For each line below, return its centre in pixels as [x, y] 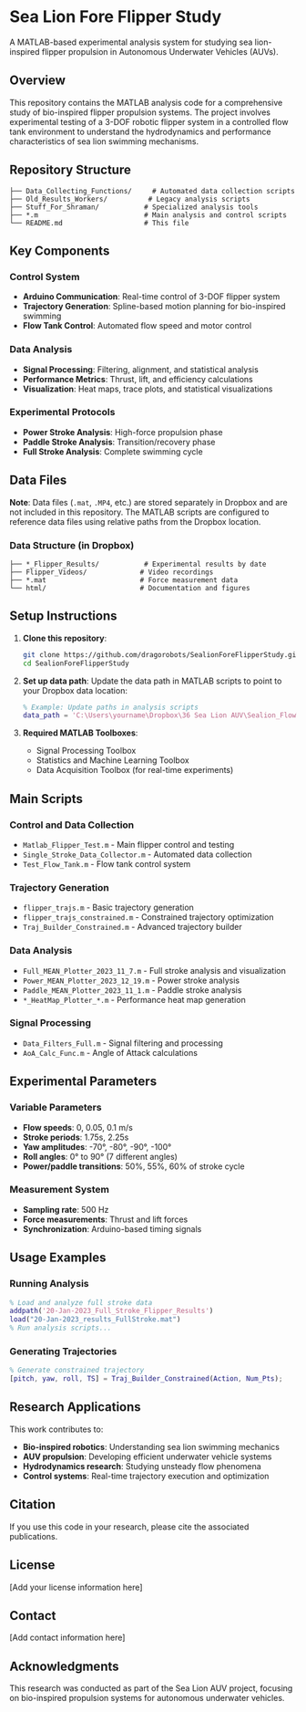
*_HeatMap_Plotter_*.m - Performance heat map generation [134, 999]
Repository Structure [71, 170]
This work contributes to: [56, 1429]
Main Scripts [46, 799]
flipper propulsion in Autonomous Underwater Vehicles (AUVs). [160, 51]
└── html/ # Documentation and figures [130, 588]
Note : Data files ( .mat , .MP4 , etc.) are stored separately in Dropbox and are [149, 502]
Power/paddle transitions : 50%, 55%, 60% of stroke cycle [133, 1166]
